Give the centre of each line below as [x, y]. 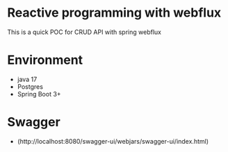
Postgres [30, 86]
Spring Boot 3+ [39, 94]
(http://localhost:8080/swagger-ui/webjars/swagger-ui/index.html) [113, 141]
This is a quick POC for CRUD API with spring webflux [84, 32]
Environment [45, 60]
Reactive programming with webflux [114, 13]
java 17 [27, 79]
